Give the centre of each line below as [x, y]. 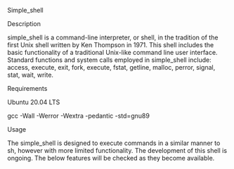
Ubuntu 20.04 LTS [34, 102]
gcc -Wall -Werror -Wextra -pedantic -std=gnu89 [78, 116]
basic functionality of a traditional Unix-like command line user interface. [112, 52]
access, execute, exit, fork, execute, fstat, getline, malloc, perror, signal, [111, 67]
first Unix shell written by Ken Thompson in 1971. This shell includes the [111, 45]
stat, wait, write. [31, 75]
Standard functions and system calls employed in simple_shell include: [110, 60]
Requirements [27, 88]
